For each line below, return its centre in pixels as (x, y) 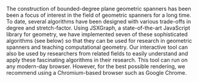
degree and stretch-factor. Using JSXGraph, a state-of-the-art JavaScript (98, 28)
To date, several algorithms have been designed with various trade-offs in (99, 21)
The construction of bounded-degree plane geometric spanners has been (99, 9)
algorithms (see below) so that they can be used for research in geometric (99, 41)
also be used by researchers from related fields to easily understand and (97, 53)
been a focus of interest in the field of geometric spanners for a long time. (99, 15)
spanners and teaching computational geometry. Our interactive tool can (97, 47)
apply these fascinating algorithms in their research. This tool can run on (97, 60)
